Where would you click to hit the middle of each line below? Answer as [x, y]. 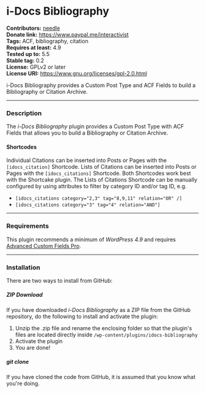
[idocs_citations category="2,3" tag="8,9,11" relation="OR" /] [99, 199]
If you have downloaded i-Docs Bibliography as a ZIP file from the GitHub [99, 310]
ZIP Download [24, 294]
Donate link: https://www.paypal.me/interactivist [68, 34]
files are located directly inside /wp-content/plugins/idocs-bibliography [106, 335]
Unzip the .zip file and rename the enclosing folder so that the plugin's [103, 328]
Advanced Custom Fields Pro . [44, 246]
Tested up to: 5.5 [28, 54]
